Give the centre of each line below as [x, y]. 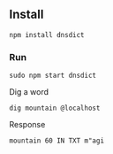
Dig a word [29, 92]
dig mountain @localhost [55, 108]
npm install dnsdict [47, 35]
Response [27, 125]
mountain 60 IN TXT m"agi [56, 141]
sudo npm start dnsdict [53, 76]
